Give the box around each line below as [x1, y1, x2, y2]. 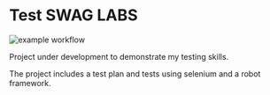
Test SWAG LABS [9, 5, 139, 26]
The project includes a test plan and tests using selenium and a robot [9, 68, 261, 79]
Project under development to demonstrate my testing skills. [9, 51, 229, 62]
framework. [9, 77, 51, 88]
